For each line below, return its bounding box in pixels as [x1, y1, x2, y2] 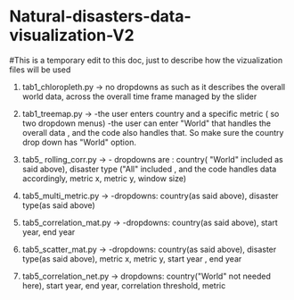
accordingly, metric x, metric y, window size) [21, 172, 187, 184]
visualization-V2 [9, 25, 135, 46]
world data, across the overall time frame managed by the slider [21, 91, 257, 102]
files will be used [9, 64, 71, 75]
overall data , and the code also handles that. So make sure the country [21, 127, 284, 137]
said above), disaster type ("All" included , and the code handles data [21, 163, 277, 174]
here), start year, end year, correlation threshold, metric [21, 279, 226, 291]
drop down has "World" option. [21, 137, 136, 147]
